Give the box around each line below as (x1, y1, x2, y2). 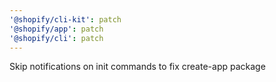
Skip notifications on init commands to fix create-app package (9, 61, 266, 73)
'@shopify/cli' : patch (9, 33, 104, 43)
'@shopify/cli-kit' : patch (9, 14, 122, 25)
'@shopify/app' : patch (9, 24, 104, 34)
